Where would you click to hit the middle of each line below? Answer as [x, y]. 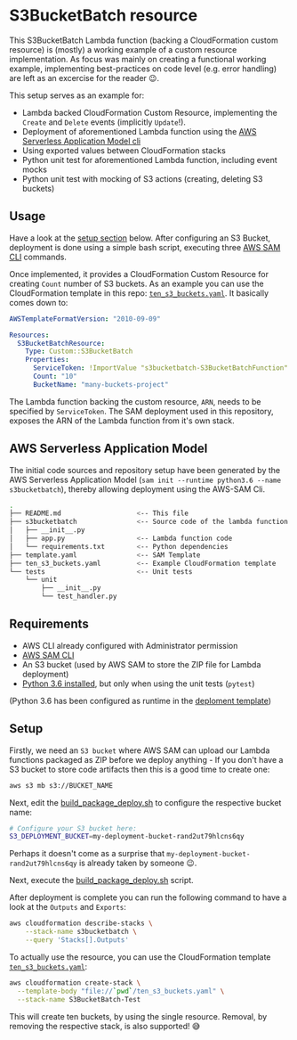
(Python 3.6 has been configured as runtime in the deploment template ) [140, 700]
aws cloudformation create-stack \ [75, 983]
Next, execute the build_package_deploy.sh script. [101, 880]
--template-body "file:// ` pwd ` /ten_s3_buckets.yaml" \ [121, 991]
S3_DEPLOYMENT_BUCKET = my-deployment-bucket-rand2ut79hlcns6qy [127, 837]
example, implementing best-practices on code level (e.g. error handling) [143, 69]
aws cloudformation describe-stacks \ [81, 923]
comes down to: [39, 302]
